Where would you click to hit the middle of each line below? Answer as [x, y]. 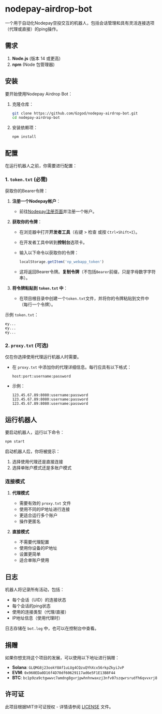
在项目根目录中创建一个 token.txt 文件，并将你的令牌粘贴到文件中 [84, 299]
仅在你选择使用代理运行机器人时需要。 [43, 357]
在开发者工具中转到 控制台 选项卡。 [53, 242]
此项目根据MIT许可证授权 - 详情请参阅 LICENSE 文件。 [59, 707]
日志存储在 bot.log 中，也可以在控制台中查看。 [52, 628]
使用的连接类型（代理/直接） [40, 612]
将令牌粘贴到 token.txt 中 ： [40, 288]
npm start [15, 442]
